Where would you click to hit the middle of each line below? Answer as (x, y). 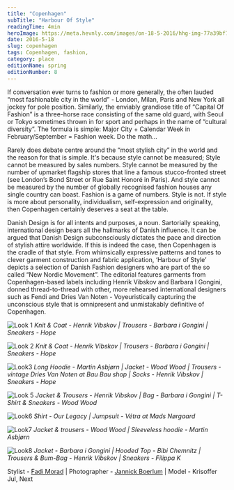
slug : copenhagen (32, 46)
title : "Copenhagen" (37, 14)
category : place (31, 59)
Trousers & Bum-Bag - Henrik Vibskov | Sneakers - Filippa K (94, 458)
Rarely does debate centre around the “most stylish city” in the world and (112, 150)
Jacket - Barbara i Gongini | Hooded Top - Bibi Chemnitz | (117, 450)
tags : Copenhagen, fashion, (48, 53)
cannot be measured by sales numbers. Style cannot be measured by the (112, 164)
